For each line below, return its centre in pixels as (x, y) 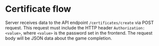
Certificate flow (38, 9)
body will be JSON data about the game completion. (59, 38)
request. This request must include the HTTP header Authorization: (75, 27)
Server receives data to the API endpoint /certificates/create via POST (79, 23)
